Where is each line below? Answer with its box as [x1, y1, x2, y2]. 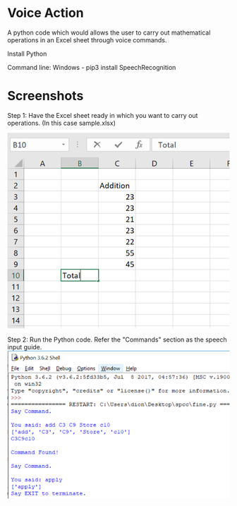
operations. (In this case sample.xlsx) [7, 119, 116, 127]
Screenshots [7, 88, 84, 104]
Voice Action [7, 5, 84, 21]
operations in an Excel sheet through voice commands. [7, 35, 167, 44]
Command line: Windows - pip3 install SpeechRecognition [7, 63, 176, 71]
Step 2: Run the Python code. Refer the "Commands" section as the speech [7, 335, 227, 344]
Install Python [7, 49, 47, 58]
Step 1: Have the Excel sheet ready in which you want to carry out [7, 111, 198, 119]
